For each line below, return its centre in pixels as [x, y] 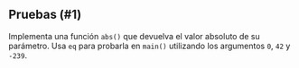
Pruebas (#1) [45, 15]
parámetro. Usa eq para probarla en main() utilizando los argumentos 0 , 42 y [149, 46]
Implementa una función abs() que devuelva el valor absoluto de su [135, 36]
